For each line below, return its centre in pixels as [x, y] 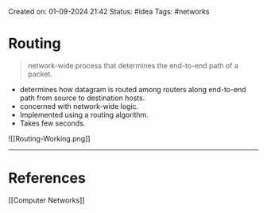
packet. [40, 74]
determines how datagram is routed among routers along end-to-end [133, 89]
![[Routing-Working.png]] [49, 138]
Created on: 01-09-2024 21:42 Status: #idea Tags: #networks [109, 12]
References [47, 178]
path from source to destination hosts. [82, 98]
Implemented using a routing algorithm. [84, 114]
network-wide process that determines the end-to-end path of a [133, 65]
